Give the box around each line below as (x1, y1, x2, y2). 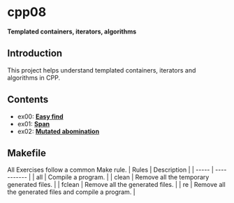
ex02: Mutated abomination (17, 127, 100, 135)
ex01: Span (17, 119, 50, 128)
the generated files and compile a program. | (7, 188, 136, 196)
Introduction (7, 47, 63, 59)
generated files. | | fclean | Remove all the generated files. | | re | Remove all (7, 181, 226, 189)
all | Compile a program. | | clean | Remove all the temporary (36, 173, 210, 181)
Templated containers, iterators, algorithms (7, 27, 137, 36)
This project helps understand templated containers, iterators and (7, 66, 196, 74)
